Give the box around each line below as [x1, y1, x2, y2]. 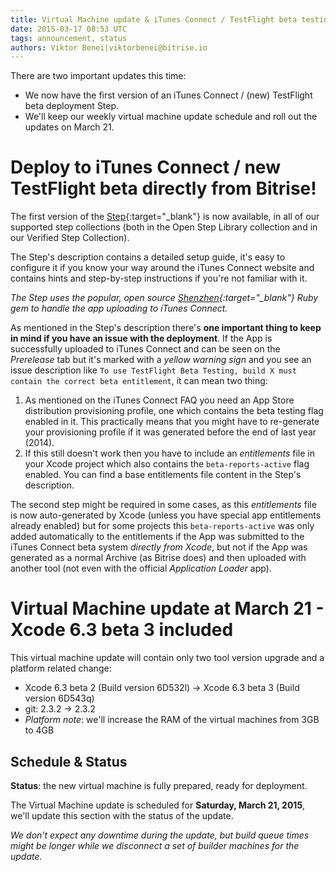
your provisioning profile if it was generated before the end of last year [24, 426, 317, 438]
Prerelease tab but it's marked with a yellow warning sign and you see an [10, 354, 312, 366]
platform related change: [10, 662, 112, 675]
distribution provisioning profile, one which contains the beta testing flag [24, 405, 324, 417]
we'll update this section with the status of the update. [10, 809, 234, 821]
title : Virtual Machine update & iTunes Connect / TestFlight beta [10, 14, 298, 25]
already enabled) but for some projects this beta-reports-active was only [10, 520, 315, 532]
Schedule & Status [10, 753, 128, 770]
